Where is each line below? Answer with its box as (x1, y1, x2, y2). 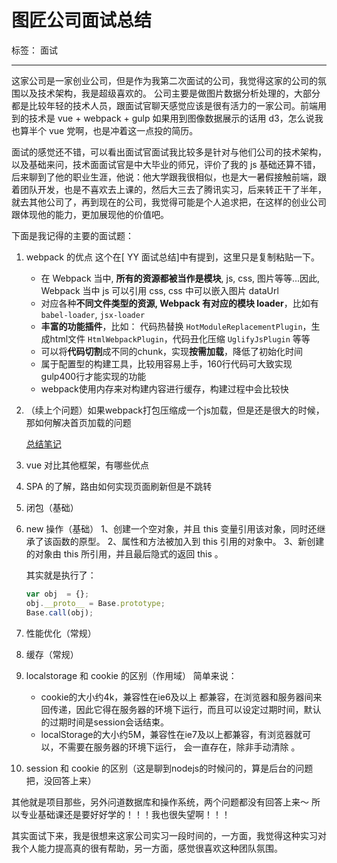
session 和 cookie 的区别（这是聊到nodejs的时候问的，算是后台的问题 (25, 762, 314, 774)
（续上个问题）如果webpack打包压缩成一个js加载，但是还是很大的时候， (25, 404, 325, 416)
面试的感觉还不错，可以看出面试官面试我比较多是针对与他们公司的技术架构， (11, 146, 327, 158)
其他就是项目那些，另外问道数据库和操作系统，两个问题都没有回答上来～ (11, 796, 309, 808)
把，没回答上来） (25, 774, 97, 786)
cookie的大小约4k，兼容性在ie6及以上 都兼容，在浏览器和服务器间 (40, 691, 314, 703)
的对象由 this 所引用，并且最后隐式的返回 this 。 (25, 547, 224, 560)
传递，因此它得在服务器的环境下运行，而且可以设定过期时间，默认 (49, 703, 322, 715)
